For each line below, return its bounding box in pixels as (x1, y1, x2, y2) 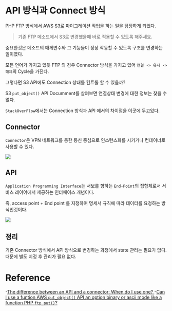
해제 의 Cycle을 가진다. (5, 68, 49, 75)
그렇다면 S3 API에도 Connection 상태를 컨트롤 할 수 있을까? (5, 79, 126, 85)
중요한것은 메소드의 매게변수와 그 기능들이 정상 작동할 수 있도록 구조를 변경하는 (5, 44, 163, 50)
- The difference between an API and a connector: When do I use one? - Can (5, 289, 165, 295)
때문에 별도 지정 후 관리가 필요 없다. (5, 253, 77, 260)
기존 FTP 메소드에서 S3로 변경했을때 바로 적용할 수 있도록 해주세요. (17, 33, 153, 40)
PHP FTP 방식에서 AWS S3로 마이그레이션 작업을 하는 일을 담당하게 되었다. (5, 23, 157, 29)
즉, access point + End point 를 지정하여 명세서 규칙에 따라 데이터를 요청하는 (5, 200, 161, 206)
